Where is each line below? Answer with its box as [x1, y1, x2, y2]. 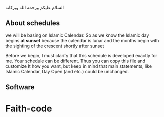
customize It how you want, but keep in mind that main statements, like [5, 63, 152, 69]
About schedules [5, 19, 60, 27]
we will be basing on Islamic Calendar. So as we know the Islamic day [5, 32, 149, 38]
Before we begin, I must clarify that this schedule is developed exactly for [5, 52, 157, 58]
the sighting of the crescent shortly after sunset [5, 43, 104, 49]
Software [5, 83, 35, 92]
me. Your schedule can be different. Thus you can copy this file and [5, 58, 146, 64]
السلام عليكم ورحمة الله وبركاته [5, 5, 64, 10]
